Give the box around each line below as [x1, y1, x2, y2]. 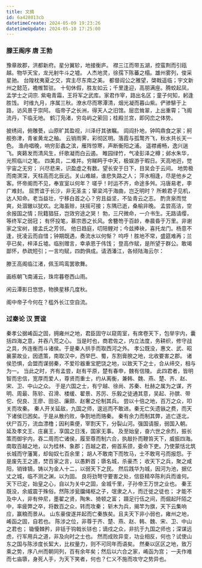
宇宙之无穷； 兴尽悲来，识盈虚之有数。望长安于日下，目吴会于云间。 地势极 [6, 164, 194, 171]
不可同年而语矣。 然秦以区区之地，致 [95, 540, 187, 548]
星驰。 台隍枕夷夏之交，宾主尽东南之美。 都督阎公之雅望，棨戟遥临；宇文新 [6, 76, 194, 84]
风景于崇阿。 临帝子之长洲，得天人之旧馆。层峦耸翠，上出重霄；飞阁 [22, 106, 192, 114]
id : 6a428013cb [6, 14, 44, 20]
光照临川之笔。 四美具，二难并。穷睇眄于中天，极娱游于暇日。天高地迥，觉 [6, 157, 192, 164]
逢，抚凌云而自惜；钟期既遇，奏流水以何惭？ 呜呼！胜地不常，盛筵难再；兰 [6, 232, 192, 239]
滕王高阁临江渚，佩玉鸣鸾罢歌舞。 [6, 260, 91, 267]
